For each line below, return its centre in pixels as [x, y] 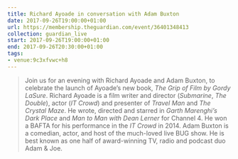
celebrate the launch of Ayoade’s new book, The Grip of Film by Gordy [128, 88]
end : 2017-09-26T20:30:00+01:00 [55, 47]
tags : [15, 54]
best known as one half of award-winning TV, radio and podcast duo [125, 141]
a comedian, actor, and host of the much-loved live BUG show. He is [125, 133]
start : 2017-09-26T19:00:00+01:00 [59, 40]
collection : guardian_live [47, 34]
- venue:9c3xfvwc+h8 [38, 60]
